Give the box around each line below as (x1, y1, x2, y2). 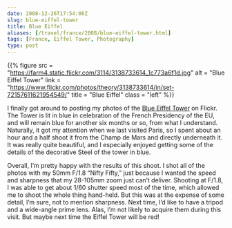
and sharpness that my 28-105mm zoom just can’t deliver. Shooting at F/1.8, (7, 176, 223, 184)
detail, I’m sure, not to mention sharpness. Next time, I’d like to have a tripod (7, 198, 223, 206)
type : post (7, 42, 39, 49)
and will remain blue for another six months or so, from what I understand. (7, 119, 218, 126)
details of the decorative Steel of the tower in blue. (7, 148, 151, 156)
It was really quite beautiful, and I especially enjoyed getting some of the (7, 141, 214, 149)
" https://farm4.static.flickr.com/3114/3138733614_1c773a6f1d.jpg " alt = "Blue (7, 68, 225, 77)
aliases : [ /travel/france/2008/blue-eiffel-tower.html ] (7, 29, 171, 37)
